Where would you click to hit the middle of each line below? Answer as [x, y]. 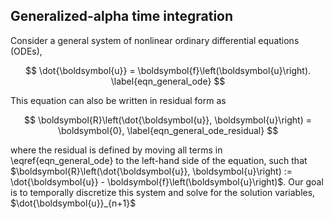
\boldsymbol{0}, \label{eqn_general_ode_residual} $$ [168, 130]
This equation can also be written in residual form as [118, 100]
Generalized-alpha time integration [122, 16]
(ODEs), [26, 51]
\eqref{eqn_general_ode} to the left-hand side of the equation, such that [159, 160]
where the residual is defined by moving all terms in [116, 150]
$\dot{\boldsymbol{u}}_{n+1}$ [73, 203]
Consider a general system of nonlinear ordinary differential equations [155, 40]
